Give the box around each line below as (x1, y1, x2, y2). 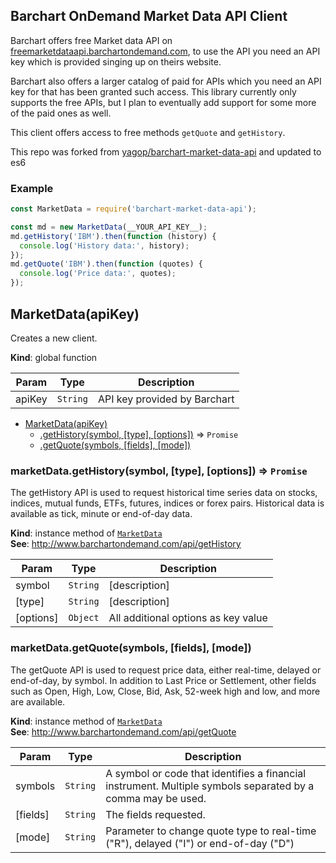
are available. (10, 695, 66, 708)
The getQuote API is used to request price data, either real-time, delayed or (10, 664, 322, 676)
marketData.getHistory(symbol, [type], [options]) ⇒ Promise (10, 464, 308, 478)
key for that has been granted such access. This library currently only (10, 85, 297, 98)
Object (68, 612, 100, 624)
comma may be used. (105, 791, 207, 805)
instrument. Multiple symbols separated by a (105, 779, 315, 793)
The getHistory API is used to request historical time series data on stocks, (10, 487, 318, 499)
